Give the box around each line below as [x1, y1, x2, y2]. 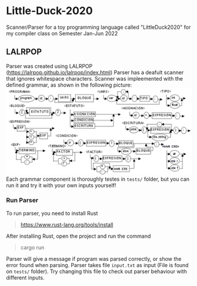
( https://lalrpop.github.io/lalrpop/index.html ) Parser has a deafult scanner [6, 69, 184, 76]
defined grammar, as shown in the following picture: [6, 81, 132, 88]
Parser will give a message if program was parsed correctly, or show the [6, 255, 182, 262]
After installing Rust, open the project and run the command [6, 232, 151, 240]
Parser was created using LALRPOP [6, 62, 93, 69]
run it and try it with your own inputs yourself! [6, 181, 116, 189]
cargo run [20, 244, 45, 251]
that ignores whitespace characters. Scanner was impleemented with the [6, 75, 183, 82]
